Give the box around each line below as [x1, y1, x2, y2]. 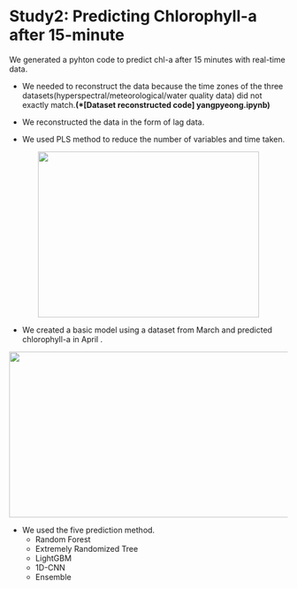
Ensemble [34, 571, 72, 582]
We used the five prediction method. [21, 524, 156, 535]
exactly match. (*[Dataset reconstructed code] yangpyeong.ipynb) [21, 99, 271, 110]
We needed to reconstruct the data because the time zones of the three [21, 80, 284, 91]
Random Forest [34, 533, 91, 545]
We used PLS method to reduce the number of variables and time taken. [21, 134, 286, 144]
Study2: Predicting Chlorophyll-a [9, 6, 258, 27]
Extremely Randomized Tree [34, 543, 139, 554]
